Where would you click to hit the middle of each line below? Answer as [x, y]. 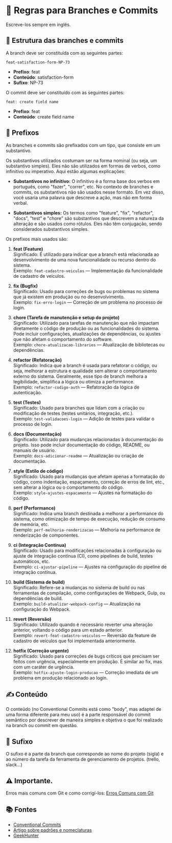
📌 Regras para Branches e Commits [82, 10]
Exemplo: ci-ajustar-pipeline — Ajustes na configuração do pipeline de [90, 567]
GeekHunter [26, 835]
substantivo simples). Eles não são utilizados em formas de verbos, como [83, 166]
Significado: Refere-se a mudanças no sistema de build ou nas [79, 587]
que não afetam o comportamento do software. [63, 339]
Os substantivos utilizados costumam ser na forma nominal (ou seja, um [81, 160]
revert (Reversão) [32, 619]
